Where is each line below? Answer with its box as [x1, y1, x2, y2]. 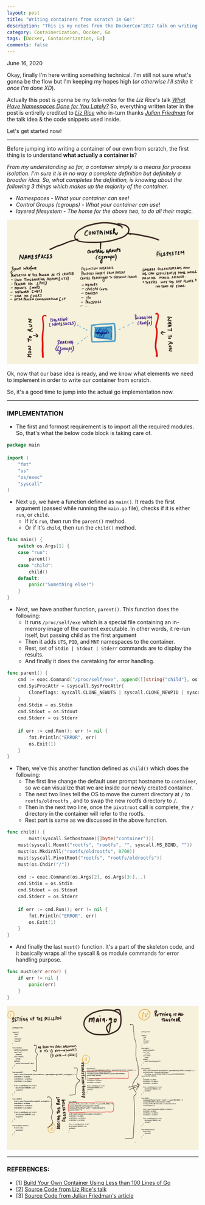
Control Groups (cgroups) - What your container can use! [15, 201, 161, 208]
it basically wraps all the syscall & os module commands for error [15, 949, 179, 957]
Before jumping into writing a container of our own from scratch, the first [7, 145, 189, 152]
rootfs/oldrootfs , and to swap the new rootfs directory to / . [24, 797, 178, 805]
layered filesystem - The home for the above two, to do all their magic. [15, 207, 193, 215]
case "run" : [18, 550, 48, 556]
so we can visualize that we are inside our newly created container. [24, 784, 193, 791]
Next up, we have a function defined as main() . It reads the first [15, 498, 175, 506]
